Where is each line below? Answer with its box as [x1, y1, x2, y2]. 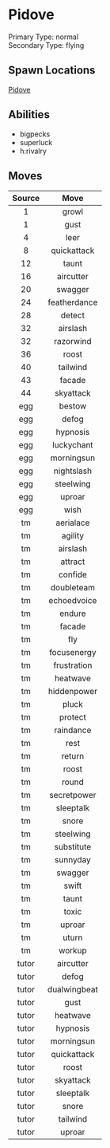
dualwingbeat [47, 984, 99, 995]
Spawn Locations [8, 64, 96, 77]
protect [59, 712, 87, 723]
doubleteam [50, 582, 95, 594]
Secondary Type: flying [8, 40, 85, 49]
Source [12, 193, 40, 204]
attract [60, 556, 85, 567]
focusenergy [48, 647, 97, 658]
